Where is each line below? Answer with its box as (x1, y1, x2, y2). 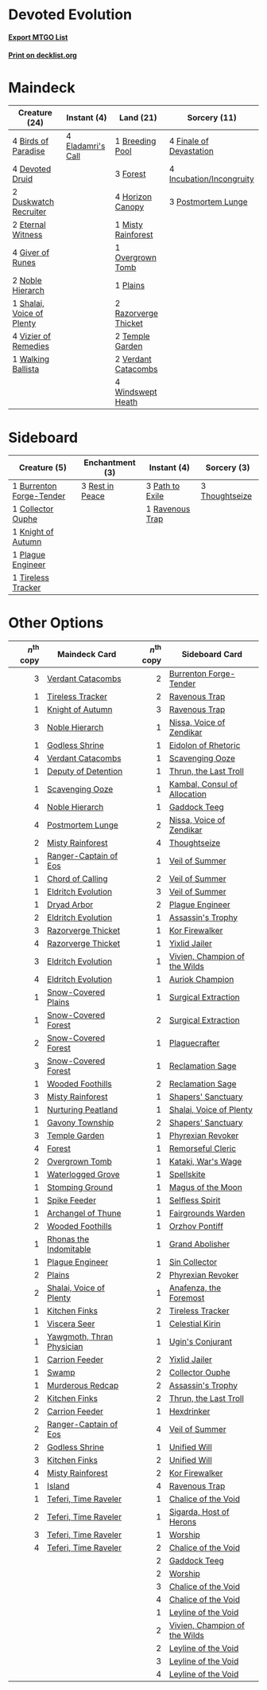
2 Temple (114, 331, 150, 342)
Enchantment (83, 457, 137, 468)
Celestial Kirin (168, 1318, 221, 1329)
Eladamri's (66, 141, 106, 152)
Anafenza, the (168, 1282, 222, 1293)
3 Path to (145, 480, 180, 491)
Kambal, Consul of (168, 778, 238, 789)
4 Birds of (12, 135, 49, 147)
